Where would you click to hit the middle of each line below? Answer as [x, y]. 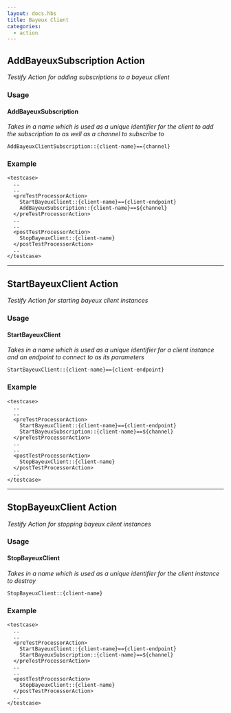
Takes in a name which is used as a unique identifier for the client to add [110, 127]
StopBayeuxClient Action [62, 508]
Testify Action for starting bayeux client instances [78, 301]
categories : [24, 26]
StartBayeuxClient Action [63, 284]
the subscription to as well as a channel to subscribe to [86, 134]
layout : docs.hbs [32, 13]
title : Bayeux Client [38, 20]
